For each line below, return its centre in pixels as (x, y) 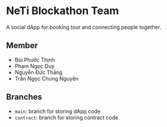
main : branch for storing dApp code (58, 111)
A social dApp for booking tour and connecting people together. (83, 27)
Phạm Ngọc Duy (35, 66)
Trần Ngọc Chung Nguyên (46, 78)
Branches (24, 97)
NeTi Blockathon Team (63, 11)
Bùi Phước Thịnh (35, 59)
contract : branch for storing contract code (66, 117)
